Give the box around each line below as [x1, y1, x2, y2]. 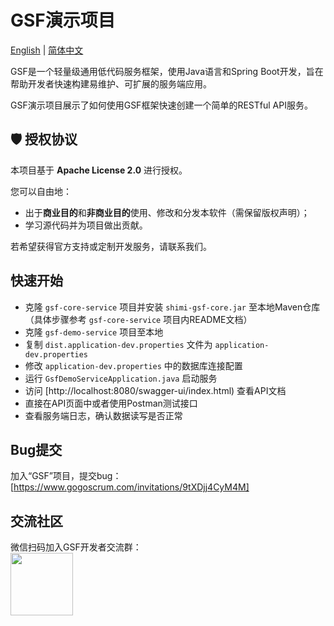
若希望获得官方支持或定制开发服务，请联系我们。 [10, 240, 212, 252]
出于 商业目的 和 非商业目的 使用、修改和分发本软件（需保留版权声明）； [24, 206, 310, 218]
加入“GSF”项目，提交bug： [10, 470, 122, 482]
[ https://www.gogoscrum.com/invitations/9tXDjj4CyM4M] [10, 481, 250, 493]
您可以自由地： [10, 185, 72, 197]
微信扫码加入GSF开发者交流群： [10, 541, 142, 553]
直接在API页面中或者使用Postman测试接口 [24, 397, 198, 409]
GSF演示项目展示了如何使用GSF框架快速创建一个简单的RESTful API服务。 [10, 99, 313, 111]
